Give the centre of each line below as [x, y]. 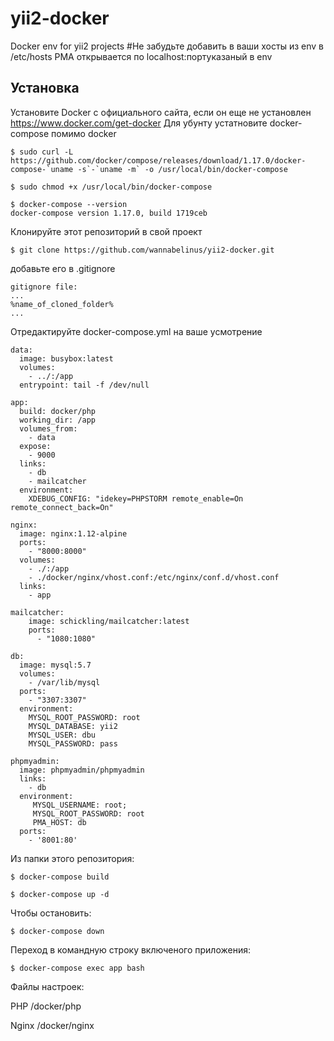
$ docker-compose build [60, 877]
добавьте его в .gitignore [63, 268]
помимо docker [84, 133]
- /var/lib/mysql [64, 682]
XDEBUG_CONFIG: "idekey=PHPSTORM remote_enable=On [136, 498]
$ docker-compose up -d [60, 894]
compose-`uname [42, 169]
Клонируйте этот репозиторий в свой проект [106, 231]
